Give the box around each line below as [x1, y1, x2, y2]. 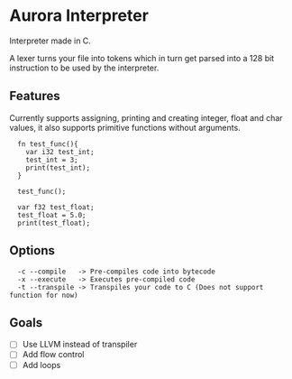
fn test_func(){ [17, 139, 78, 149]
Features [9, 88, 60, 104]
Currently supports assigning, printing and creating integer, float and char [9, 112, 283, 123]
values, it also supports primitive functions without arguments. [9, 122, 241, 133]
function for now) [9, 291, 78, 300]
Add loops [22, 359, 61, 370]
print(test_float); [17, 218, 91, 227]
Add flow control [22, 349, 85, 360]
